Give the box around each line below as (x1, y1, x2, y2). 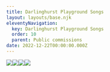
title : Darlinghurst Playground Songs (6, 8, 104, 15)
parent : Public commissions (11, 37, 83, 43)
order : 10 (11, 31, 36, 38)
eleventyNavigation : (6, 20, 59, 26)
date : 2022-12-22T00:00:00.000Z (6, 43, 88, 49)
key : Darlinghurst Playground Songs (11, 25, 104, 32)
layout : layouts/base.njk (6, 15, 71, 21)
